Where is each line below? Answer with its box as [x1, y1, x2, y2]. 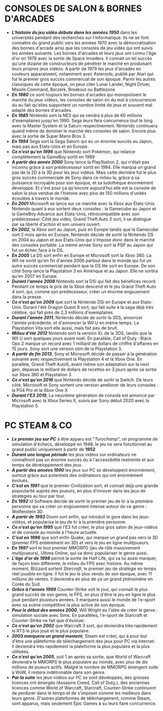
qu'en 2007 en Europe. [11, 273, 58, 279]
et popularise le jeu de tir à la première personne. [27, 519, 126, 525]
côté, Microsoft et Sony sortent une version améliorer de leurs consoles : [11, 382, 159, 388]
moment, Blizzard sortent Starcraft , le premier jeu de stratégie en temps [11, 566, 157, 571]
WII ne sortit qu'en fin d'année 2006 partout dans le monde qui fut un [11, 257, 152, 264]
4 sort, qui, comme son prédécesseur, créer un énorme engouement [11, 288, 150, 294]
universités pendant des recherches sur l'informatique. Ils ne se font [11, 35, 149, 41]
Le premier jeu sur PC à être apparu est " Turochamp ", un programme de [11, 436, 158, 442]
